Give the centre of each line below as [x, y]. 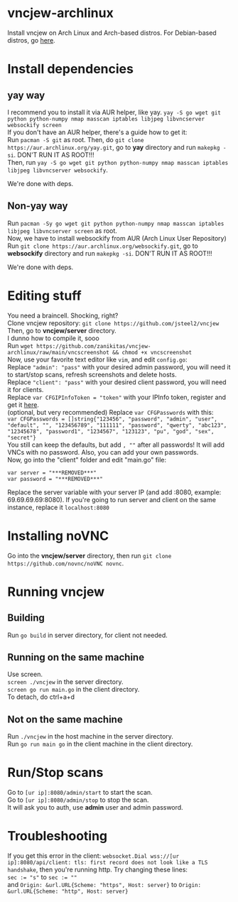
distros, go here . [31, 40]
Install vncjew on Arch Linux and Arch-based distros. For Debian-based [112, 33]
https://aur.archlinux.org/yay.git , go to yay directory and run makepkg [114, 147]
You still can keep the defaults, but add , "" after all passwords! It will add [116, 445]
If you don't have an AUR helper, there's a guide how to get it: [97, 132]
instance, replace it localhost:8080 [59, 507]
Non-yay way [38, 206]
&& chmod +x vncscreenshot [152, 352]
